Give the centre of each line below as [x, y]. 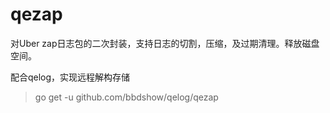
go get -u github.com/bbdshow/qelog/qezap [126, 97]
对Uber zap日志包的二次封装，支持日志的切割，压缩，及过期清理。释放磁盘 [165, 43]
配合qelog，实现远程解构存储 [70, 77]
